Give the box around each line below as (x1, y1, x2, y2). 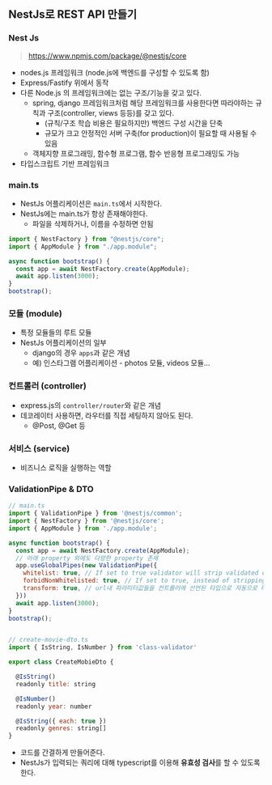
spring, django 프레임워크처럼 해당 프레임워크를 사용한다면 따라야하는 (32, 98, 253, 108)
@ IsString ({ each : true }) (15, 717, 107, 725)
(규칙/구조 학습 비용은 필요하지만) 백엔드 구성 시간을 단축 (44, 118, 223, 128)
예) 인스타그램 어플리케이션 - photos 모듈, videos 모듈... (32, 359, 210, 368)
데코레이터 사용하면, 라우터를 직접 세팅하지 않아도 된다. (19, 410, 193, 420)
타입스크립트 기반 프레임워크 (19, 159, 110, 168)
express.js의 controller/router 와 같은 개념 (19, 400, 162, 410)
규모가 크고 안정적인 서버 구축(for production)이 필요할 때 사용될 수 (44, 128, 257, 138)
